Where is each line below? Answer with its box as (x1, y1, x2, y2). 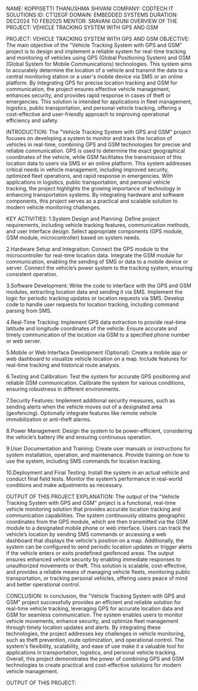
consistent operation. (6, 271, 58, 277)
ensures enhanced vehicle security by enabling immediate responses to (6, 556, 181, 563)
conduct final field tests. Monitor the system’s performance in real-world (6, 475, 183, 482)
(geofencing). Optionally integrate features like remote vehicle (6, 410, 157, 416)
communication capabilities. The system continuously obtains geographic (6, 512, 186, 519)
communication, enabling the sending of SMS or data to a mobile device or (6, 258, 189, 265)
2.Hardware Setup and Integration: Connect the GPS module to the (6, 245, 168, 252)
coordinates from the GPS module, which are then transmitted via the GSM (6, 518, 188, 525)
